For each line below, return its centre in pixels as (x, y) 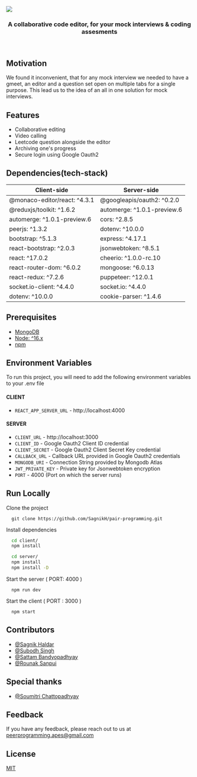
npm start (23, 612)
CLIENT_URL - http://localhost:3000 (56, 437)
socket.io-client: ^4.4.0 (42, 286)
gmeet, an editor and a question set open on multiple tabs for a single (91, 84)
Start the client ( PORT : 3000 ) (44, 601)
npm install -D (30, 568)
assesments (99, 31)
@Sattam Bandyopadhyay (46, 657)
